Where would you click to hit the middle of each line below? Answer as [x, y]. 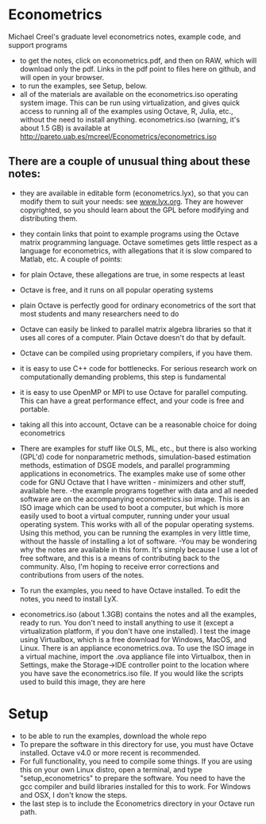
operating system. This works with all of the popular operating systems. [137, 524]
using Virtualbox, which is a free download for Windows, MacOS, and [133, 639]
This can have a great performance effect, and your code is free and [132, 400]
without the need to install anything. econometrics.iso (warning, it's [130, 119]
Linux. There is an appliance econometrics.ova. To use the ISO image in [137, 648]
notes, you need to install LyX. [69, 598]
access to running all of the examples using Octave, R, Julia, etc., [126, 111]
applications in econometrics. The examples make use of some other [133, 474]
